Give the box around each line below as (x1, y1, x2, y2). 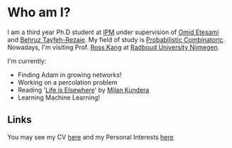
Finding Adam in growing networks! (17, 70, 122, 79)
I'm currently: (7, 56, 47, 65)
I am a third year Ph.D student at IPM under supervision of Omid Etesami (7, 28, 219, 36)
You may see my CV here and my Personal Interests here (7, 132, 174, 141)
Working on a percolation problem (17, 78, 118, 86)
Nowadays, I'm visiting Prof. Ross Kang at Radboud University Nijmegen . (7, 43, 220, 51)
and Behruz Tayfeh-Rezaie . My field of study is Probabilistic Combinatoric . (7, 35, 226, 43)
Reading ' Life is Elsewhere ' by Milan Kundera (17, 85, 150, 94)
